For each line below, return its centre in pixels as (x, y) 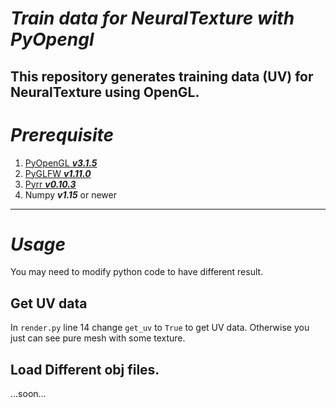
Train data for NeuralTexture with (152, 18)
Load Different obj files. (85, 369)
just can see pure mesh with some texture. (98, 338)
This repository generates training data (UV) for (162, 76)
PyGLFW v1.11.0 (58, 173)
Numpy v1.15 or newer (70, 194)
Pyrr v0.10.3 (50, 184)
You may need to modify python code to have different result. (137, 272)
